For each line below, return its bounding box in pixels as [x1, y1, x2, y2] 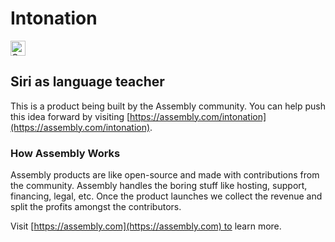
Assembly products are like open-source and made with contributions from [10, 169, 320, 181]
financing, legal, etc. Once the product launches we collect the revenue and [10, 190, 323, 202]
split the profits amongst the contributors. [10, 201, 182, 213]
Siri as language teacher [10, 73, 165, 91]
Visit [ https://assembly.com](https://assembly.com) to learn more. [10, 220, 282, 232]
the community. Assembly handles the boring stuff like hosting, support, [10, 180, 308, 192]
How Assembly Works [10, 146, 121, 160]
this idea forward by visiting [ [10, 110, 131, 122]
